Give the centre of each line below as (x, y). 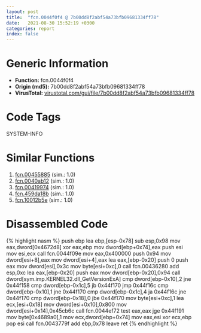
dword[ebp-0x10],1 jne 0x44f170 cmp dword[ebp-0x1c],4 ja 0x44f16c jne (96, 292)
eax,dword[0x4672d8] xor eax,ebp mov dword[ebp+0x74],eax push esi (95, 247)
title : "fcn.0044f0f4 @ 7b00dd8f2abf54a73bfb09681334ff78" (83, 17)
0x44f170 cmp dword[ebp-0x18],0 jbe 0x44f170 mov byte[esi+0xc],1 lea (95, 298)
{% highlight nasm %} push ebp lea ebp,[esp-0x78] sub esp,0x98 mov (93, 241)
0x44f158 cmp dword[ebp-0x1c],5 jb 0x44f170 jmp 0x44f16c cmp (87, 285)
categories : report (31, 28)
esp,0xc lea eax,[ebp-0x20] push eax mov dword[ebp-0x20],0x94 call (93, 273)
